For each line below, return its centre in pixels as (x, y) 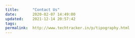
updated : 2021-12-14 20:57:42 (40, 19)
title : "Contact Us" (32, 10)
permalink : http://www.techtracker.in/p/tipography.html (67, 28)
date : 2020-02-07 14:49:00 (40, 14)
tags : (11, 23)
